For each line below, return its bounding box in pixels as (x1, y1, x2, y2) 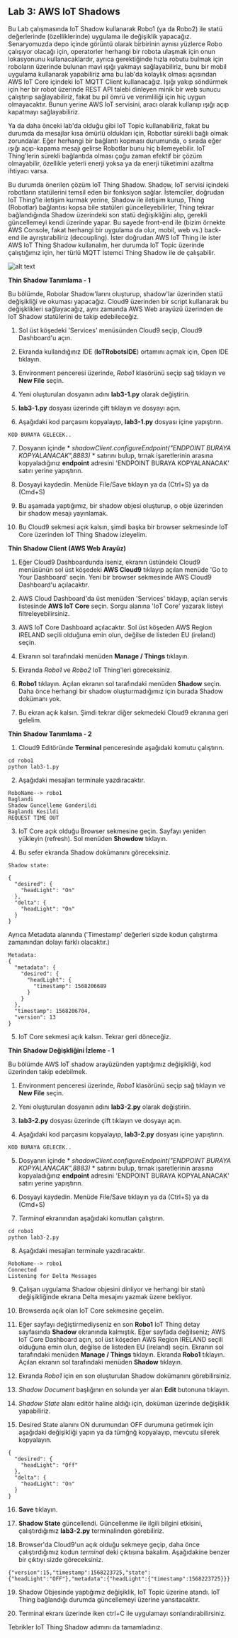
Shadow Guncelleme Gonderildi (8, 802, 98, 809)
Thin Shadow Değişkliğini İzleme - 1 (8, 1046, 115, 1054)
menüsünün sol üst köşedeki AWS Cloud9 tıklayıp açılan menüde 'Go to (18, 565, 228, 574)
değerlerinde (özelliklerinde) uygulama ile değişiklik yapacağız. (8, 32, 192, 40)
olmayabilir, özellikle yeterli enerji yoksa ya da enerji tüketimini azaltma (8, 159, 215, 168)
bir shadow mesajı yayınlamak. (18, 509, 108, 517)
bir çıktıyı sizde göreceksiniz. (18, 1555, 103, 1563)
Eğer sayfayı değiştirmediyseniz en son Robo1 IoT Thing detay (18, 1320, 200, 1328)
